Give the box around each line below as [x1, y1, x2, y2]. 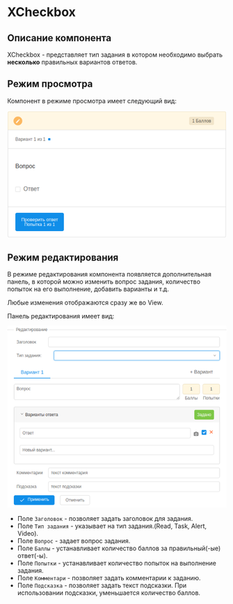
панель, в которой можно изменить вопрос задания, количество [7, 277, 200, 286]
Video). [17, 529, 39, 538]
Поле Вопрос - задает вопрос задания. [17, 537, 131, 545]
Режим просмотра [7, 78, 93, 90]
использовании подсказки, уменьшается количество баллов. [17, 589, 200, 597]
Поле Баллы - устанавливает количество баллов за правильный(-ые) [17, 544, 221, 552]
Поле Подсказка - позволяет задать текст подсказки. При [17, 581, 187, 590]
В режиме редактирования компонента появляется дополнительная [7, 270, 212, 279]
